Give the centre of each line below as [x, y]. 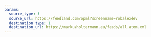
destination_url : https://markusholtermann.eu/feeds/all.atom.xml [78, 27]
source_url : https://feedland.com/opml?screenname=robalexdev [73, 18]
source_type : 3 [24, 14]
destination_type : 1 [30, 23]
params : [12, 9]
